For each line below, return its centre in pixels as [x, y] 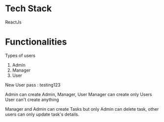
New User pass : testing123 [33, 85]
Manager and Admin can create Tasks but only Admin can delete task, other [82, 109]
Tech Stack [28, 9]
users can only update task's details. [42, 114]
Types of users [20, 55]
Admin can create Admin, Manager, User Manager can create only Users [79, 94]
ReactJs [13, 22]
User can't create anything [32, 99]
